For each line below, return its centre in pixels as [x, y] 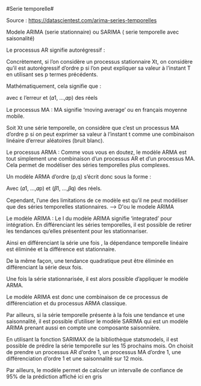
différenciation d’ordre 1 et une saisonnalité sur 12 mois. [75, 358]
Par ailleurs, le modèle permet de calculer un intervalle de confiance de [95, 370]
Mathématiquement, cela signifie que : [54, 86]
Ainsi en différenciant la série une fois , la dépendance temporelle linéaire [97, 243]
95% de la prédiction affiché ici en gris [54, 376]
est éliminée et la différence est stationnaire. [61, 249]
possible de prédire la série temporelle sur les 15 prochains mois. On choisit [100, 346]
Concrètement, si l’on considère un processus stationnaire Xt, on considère [100, 62]
